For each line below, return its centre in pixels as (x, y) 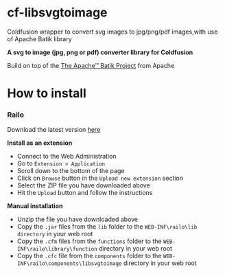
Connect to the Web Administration (67, 157)
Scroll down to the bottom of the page (71, 171)
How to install (47, 93)
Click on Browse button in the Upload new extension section (100, 178)
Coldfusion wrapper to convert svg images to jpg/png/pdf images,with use (113, 32)
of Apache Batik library (39, 38)
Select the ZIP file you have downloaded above (84, 185)
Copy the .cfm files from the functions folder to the (89, 241)
